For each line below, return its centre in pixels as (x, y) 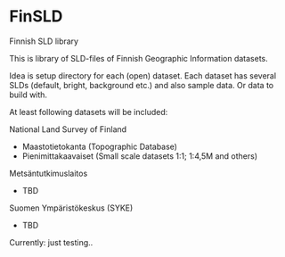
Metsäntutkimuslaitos (49, 173)
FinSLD (36, 17)
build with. (28, 95)
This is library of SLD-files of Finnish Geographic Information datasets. (139, 58)
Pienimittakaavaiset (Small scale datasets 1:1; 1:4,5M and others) (140, 156)
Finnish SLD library (44, 41)
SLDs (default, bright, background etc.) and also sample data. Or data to (142, 85)
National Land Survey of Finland (68, 129)
